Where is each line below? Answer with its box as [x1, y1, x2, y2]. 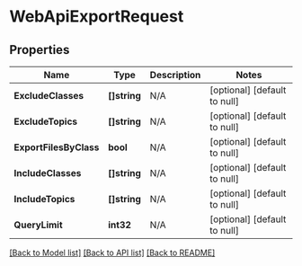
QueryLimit [13, 218, 63, 231]
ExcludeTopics [13, 115, 78, 128]
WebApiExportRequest [9, 6, 184, 27]
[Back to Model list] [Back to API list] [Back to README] [9, 247, 216, 258]
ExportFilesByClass [13, 141, 100, 154]
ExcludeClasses [13, 90, 84, 102]
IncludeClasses [13, 167, 82, 179]
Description [149, 69, 201, 81]
